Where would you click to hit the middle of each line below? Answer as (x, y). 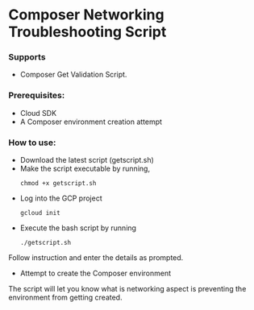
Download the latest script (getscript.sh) (87, 160)
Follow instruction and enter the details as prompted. (96, 258)
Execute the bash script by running (78, 228)
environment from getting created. (65, 298)
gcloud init (40, 213)
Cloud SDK (38, 113)
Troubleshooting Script (87, 32)
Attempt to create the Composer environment (96, 273)
